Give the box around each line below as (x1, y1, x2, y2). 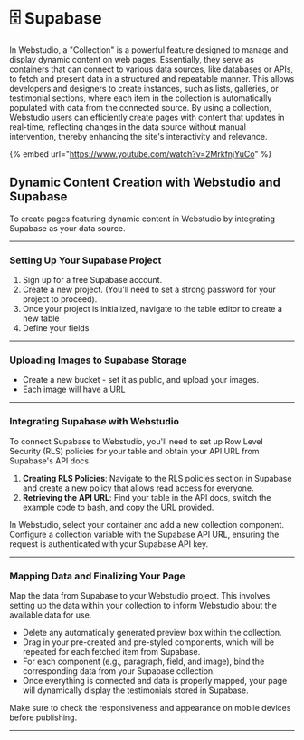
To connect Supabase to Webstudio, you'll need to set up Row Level (9, 435, 264, 446)
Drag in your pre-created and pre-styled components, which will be (22, 637, 275, 647)
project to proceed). (22, 294, 98, 305)
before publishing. (9, 712, 78, 723)
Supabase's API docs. (9, 455, 91, 466)
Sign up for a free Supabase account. (22, 275, 163, 286)
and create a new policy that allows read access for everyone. (22, 482, 255, 493)
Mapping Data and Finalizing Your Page (9, 570, 185, 582)
